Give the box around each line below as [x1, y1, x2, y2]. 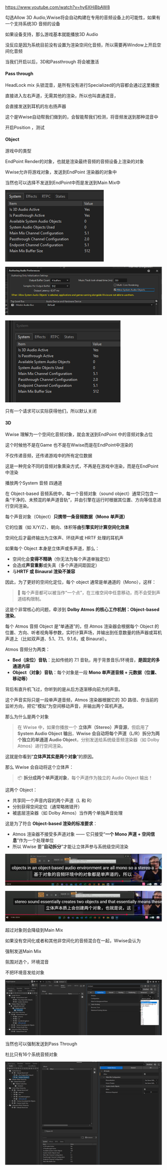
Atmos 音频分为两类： [5, 647, 50, 653]
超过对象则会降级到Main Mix [5, 927, 63, 933]
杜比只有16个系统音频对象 [5, 1051, 58, 1057]
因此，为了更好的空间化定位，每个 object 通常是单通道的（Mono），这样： [5, 579, 157, 585]
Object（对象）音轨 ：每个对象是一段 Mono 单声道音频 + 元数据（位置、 [12, 669, 160, 675]
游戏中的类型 [5, 148, 31, 154]
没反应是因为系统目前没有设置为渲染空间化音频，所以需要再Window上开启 [5, 42, 157, 48]
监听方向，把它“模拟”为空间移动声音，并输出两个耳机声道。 [5, 703, 127, 709]
